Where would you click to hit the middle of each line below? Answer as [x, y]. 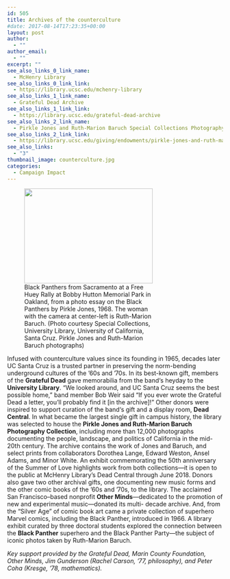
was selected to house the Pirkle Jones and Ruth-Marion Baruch [100, 424]
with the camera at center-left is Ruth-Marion [88, 316]
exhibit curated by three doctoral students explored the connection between [115, 526]
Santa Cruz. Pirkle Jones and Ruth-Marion [84, 338]
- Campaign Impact [40, 172]
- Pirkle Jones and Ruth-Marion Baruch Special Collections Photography [119, 128]
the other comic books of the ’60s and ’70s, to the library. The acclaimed [110, 489]
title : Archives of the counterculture [64, 20]
